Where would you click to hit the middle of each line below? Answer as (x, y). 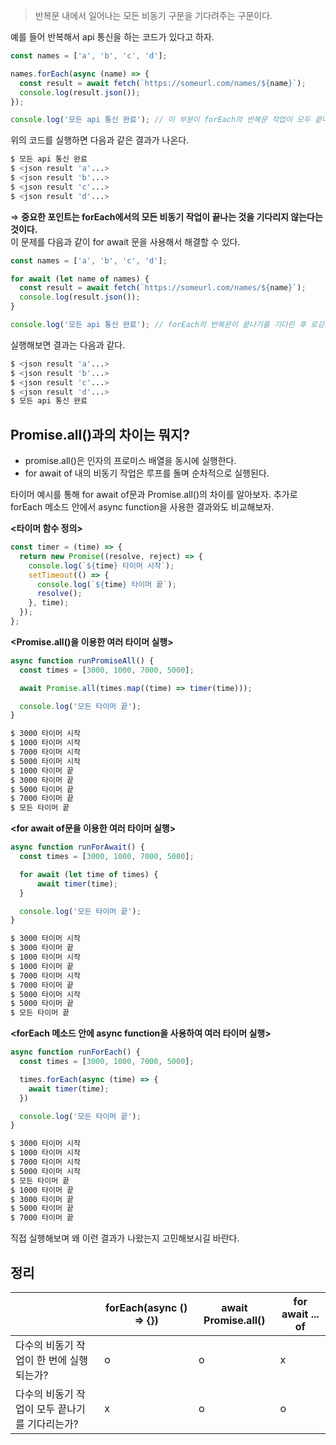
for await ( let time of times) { (89, 874)
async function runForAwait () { (77, 847)
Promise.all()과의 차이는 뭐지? (100, 434)
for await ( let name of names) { (80, 279)
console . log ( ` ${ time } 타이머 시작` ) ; (101, 565)
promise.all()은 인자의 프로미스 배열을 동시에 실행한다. (130, 461)
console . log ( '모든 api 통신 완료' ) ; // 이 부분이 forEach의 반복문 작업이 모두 (160, 120)
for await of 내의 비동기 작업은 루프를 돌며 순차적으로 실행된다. (147, 473)
